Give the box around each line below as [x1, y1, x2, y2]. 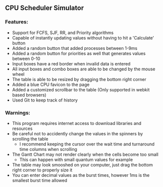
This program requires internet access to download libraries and [12, 120, 142, 126]
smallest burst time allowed [12, 177, 67, 183]
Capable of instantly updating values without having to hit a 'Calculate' [12, 35, 155, 41]
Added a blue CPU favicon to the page [12, 82, 90, 87]
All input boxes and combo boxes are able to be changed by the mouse [12, 66, 155, 72]
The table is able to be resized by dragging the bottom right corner [12, 76, 146, 82]
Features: [5, 19, 28, 25]
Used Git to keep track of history [12, 97, 78, 103]
